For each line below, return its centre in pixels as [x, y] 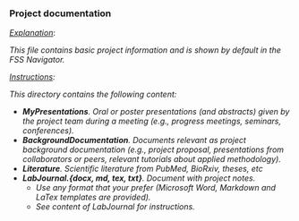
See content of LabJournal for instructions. [115, 207]
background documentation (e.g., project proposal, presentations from [153, 149]
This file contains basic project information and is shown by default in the [145, 50]
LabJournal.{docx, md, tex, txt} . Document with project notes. [139, 178]
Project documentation [60, 13]
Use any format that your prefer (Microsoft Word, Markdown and [155, 188]
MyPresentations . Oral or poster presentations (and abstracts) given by [156, 112]
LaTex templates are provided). [93, 197]
